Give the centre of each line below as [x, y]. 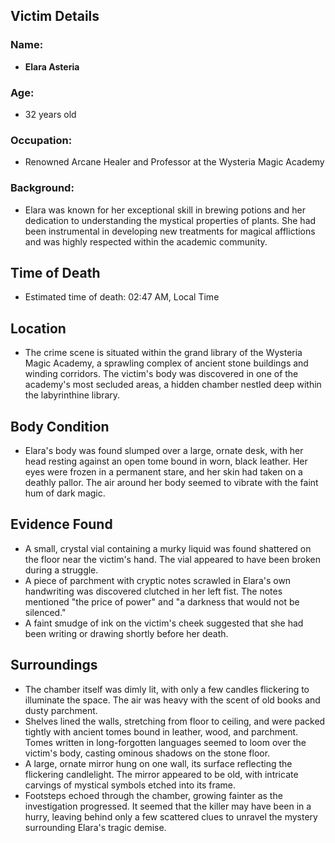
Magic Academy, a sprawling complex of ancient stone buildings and [166, 363]
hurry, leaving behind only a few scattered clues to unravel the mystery [171, 816]
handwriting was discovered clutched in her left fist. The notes [153, 591]
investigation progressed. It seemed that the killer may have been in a [168, 806]
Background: [42, 188]
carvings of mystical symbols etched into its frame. [130, 785]
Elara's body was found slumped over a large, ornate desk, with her [164, 451]
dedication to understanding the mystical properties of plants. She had [170, 220]
